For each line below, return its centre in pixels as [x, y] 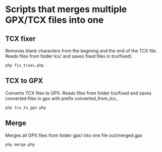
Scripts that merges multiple [66, 9]
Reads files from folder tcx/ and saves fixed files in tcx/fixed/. [69, 56]
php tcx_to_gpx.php [26, 108]
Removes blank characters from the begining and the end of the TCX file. [81, 51]
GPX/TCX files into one [55, 20]
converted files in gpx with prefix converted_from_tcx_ [62, 98]
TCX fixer [21, 39]
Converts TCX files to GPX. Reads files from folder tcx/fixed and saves [78, 93]
